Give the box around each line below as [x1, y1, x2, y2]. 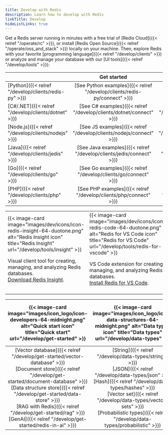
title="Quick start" [24, 329, 71, 336]
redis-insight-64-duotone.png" [7, 228, 84, 235]
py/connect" [93, 95, 122, 102]
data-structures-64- [106, 316, 159, 323]
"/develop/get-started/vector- [11, 353, 84, 360]
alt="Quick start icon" [20, 323, 75, 330]
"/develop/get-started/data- [13, 390, 82, 397]
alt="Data [131, 323, 155, 330]
